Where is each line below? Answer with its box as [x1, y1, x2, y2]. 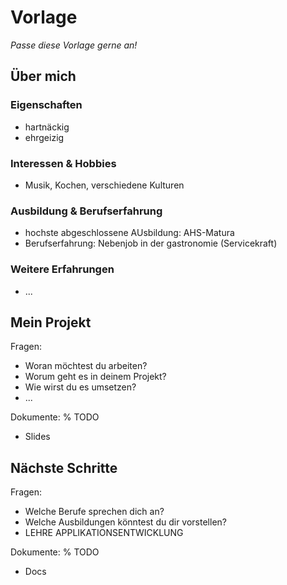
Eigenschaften [10, 98, 83, 112]
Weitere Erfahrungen [10, 262, 115, 276]
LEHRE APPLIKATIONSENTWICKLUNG [24, 527, 184, 539]
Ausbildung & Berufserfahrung [10, 204, 163, 218]
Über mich [10, 68, 77, 85]
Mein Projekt [10, 314, 92, 331]
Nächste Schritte [10, 459, 118, 476]
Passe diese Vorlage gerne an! [10, 39, 138, 51]
